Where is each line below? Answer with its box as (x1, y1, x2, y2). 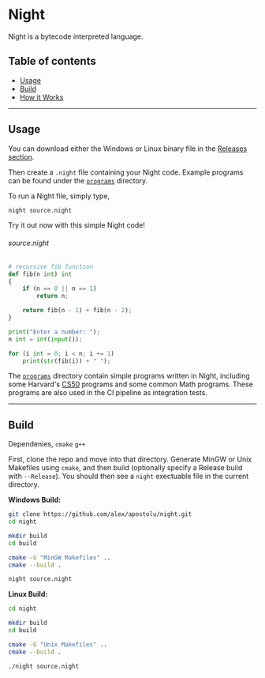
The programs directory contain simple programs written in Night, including (8, 371, 250, 381)
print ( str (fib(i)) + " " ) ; (22, 357, 111, 365)
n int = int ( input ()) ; (8, 335, 83, 343)
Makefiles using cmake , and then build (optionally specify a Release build (8, 463, 243, 473)
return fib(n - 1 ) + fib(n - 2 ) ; (22, 307, 132, 315)
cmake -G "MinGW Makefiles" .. (8, 553, 111, 562)
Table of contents (8, 55, 96, 68)
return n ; (36, 292, 69, 300)
